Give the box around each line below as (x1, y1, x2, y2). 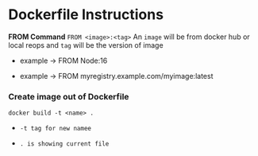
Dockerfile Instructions (8, 6, 164, 24)
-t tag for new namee (19, 125, 91, 133)
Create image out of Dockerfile (8, 91, 129, 102)
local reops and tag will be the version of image (8, 40, 164, 49)
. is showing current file (19, 140, 110, 148)
